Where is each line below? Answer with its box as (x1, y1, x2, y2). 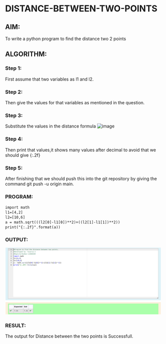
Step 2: (5, 88, 23, 95)
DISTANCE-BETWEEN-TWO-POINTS (5, 3, 158, 14)
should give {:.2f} (5, 152, 41, 158)
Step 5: (5, 164, 23, 171)
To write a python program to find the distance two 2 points (5, 36, 126, 42)
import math (5, 205, 30, 210)
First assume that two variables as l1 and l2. (5, 76, 94, 82)
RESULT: (5, 322, 26, 329)
